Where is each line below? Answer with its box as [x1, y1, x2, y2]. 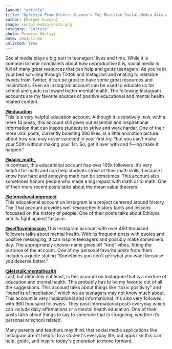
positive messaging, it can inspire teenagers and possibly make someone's [5, 236, 164, 242]
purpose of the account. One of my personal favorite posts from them [5, 247, 153, 253]
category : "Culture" [5, 27, 50, 32]
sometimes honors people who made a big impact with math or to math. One [5, 178, 167, 184]
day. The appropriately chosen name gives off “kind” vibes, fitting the [5, 241, 152, 248]
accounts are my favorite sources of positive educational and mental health [5, 93, 164, 99]
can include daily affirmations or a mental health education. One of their [5, 306, 157, 312]
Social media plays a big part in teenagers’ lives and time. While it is [5, 55, 148, 61]
